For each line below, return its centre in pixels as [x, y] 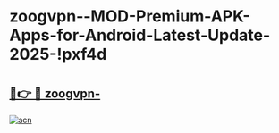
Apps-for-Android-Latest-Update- [140, 35]
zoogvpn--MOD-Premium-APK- [130, 17]
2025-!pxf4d [58, 54]
